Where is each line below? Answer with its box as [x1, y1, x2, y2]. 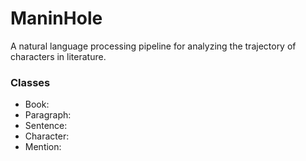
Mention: [24, 141, 62, 153]
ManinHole [10, 7, 103, 30]
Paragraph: [24, 109, 72, 121]
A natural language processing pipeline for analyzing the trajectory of [10, 40, 297, 52]
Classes [10, 75, 51, 89]
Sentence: [24, 120, 68, 132]
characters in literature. [10, 50, 107, 62]
